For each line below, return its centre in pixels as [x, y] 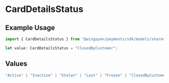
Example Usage [30, 28]
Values [16, 64]
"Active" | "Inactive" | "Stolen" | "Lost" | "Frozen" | [66, 75]
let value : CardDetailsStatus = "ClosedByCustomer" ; [62, 48]
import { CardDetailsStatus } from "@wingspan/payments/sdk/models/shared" [86, 39]
